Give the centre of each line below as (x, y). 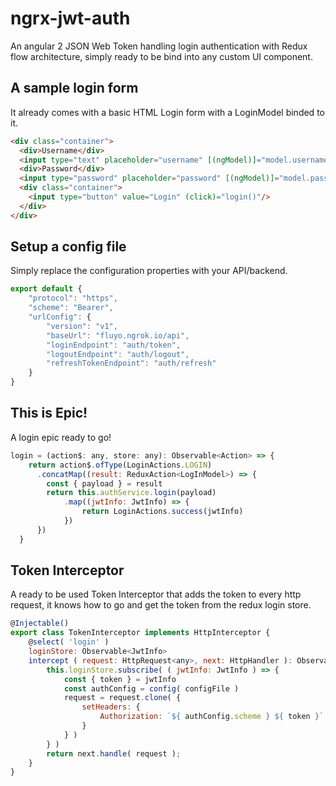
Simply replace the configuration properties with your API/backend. (149, 271)
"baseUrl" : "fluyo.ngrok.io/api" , (118, 335)
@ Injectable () (40, 623)
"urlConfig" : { (60, 317)
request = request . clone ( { (122, 698)
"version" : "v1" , (82, 326)
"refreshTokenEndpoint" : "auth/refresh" (131, 363)
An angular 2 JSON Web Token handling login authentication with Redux (159, 46)
